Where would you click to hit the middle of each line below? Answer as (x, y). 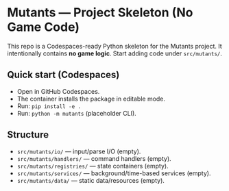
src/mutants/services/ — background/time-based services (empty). (114, 173)
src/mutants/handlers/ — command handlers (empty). (94, 158)
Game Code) (44, 27)
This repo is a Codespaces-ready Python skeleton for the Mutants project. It (115, 46)
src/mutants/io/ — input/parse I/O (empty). (79, 151)
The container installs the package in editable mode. (91, 99)
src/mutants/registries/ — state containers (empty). (93, 166)
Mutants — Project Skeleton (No (100, 13)
